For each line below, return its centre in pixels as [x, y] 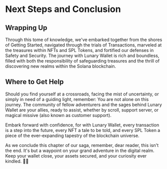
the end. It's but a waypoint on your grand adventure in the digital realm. [80, 150]
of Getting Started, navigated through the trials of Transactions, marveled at [83, 45]
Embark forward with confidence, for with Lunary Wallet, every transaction [82, 125]
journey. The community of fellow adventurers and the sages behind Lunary [83, 104]
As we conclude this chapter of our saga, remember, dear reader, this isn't [82, 145]
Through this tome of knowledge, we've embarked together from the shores [84, 39]
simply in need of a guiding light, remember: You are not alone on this [77, 99]
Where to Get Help [35, 82]
